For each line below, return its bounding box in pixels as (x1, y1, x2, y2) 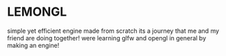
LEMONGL (7, 4, 67, 20)
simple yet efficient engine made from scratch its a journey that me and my (7, 27, 220, 35)
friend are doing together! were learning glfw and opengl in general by (7, 33, 207, 42)
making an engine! (7, 41, 60, 49)
